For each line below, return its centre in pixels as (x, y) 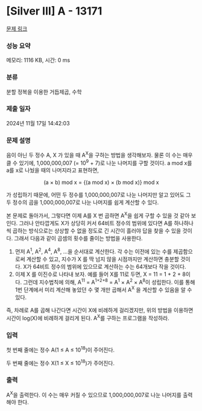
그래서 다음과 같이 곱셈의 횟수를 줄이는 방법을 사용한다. (78, 238)
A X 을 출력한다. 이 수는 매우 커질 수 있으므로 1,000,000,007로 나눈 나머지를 (94, 394)
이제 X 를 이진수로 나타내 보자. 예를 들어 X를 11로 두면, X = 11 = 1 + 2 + (98, 274)
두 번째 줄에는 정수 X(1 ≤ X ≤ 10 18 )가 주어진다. (60, 363)
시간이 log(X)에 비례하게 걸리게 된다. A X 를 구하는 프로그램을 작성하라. (88, 317)
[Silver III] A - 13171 (54, 11)
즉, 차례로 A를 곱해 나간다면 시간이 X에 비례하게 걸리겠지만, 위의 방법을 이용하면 (100, 311)
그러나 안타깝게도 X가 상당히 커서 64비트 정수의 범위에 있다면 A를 (96, 223)
